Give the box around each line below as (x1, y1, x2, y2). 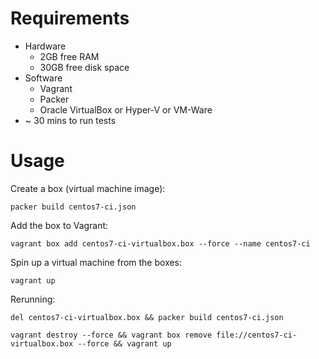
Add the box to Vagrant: (10, 219, 109, 231)
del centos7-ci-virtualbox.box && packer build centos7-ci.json (10, 312, 284, 322)
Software (24, 72, 63, 84)
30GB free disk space (39, 61, 130, 73)
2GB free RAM (39, 50, 100, 62)
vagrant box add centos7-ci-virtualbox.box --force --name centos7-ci (10, 238, 311, 249)
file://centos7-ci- (216, 330, 298, 340)
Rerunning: (10, 293, 56, 305)
